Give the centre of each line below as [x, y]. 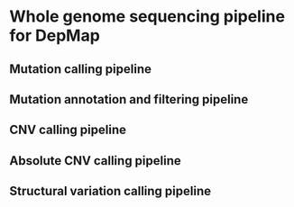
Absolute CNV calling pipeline [96, 161]
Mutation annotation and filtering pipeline [129, 99]
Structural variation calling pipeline [110, 191]
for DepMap [55, 36]
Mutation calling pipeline [80, 69]
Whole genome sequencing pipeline [147, 17]
